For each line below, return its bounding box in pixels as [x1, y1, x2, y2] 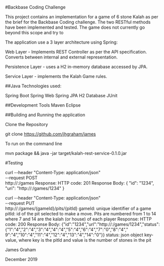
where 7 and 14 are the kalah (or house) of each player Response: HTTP [5, 216, 152, 222]
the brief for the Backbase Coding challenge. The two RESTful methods [5, 19, 151, 25]
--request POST [5, 175, 38, 181]
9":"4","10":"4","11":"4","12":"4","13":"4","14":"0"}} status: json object [5, 232, 143, 238]
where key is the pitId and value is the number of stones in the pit [18, 237, 152, 243]
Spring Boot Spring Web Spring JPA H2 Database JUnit [5, 93, 118, 98]
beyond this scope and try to [5, 30, 64, 35]
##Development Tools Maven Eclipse [5, 102, 81, 108]
